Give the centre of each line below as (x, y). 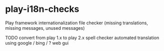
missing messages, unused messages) (45, 28)
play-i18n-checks (42, 9)
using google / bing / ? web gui (37, 43)
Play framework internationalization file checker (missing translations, (77, 23)
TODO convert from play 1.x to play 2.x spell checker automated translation (82, 38)
